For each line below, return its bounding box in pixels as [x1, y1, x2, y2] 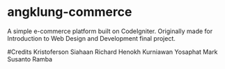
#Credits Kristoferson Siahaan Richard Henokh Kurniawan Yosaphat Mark [7, 48, 218, 56]
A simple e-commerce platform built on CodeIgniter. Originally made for [7, 27, 213, 35]
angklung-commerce [7, 4, 132, 20]
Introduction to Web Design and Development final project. [7, 34, 176, 42]
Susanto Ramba [7, 55, 53, 63]
